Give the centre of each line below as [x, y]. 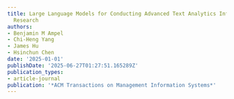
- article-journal [34, 78]
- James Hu [23, 46]
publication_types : [36, 72]
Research [26, 20]
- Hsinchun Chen [31, 53]
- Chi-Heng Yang [31, 40]
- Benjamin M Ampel [36, 33]
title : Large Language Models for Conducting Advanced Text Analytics [112, 14]
